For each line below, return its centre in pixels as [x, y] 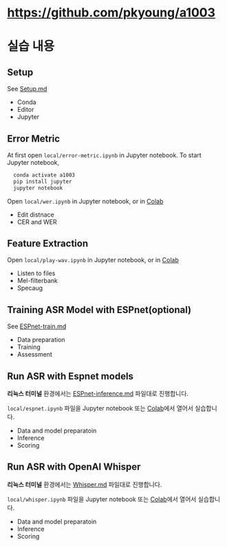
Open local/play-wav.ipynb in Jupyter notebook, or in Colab [93, 260]
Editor [25, 110]
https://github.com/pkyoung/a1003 [111, 13]
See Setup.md [27, 89]
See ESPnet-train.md [37, 326]
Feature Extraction [47, 244]
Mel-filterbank [37, 281]
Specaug [30, 288]
